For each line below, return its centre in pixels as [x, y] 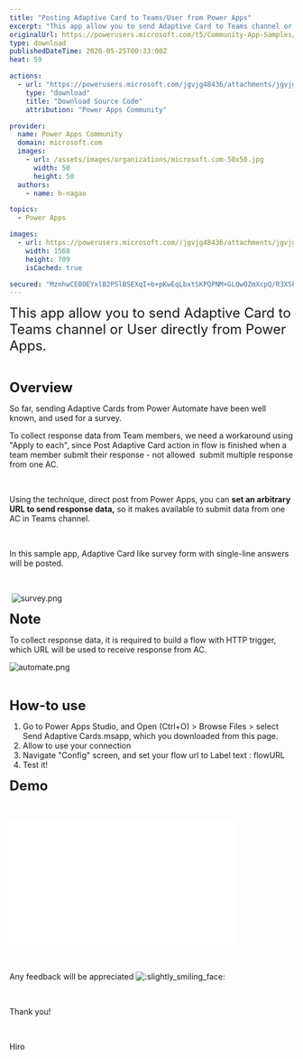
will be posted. [37, 563]
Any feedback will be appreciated [72, 977]
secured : [26, 284]
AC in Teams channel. [50, 519]
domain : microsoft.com [60, 143]
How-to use [48, 706]
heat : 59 [26, 60]
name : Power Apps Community [70, 135]
